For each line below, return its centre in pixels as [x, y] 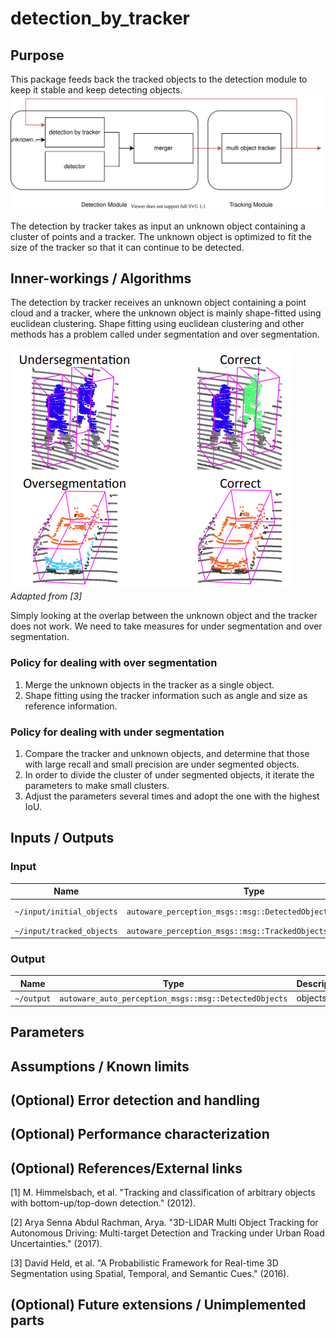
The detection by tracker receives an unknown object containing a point [158, 303]
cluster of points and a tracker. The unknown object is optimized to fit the [161, 236]
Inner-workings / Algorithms [101, 278]
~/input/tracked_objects [66, 931]
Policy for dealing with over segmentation [114, 663]
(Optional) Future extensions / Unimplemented [158, 1305]
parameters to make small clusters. [97, 785]
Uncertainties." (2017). [56, 1244]
